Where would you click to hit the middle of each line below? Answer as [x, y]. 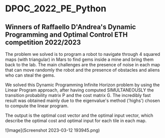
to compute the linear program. [37, 106]
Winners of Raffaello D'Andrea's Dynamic [71, 27]
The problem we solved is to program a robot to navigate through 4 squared [82, 54]
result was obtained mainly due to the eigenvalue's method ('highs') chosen [82, 100]
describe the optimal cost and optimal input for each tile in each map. [76, 121]
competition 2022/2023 [43, 42]
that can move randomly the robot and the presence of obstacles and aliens [82, 70]
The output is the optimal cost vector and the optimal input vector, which [79, 115]
